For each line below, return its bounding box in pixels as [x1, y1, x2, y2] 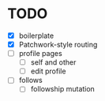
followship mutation [30, 84, 96, 94]
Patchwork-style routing [18, 40, 98, 49]
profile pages [18, 49, 62, 58]
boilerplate [18, 31, 54, 40]
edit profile [30, 66, 66, 76]
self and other [30, 58, 77, 67]
